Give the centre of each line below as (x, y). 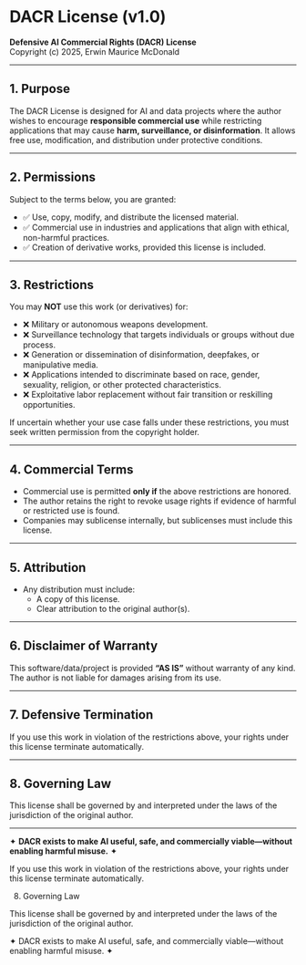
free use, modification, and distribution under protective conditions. (136, 140)
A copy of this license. (78, 599)
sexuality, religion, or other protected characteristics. (122, 385)
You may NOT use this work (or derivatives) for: (99, 306)
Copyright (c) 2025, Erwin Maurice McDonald (95, 51)
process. (39, 345)
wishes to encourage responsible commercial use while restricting (136, 120)
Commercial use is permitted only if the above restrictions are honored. (157, 492)
